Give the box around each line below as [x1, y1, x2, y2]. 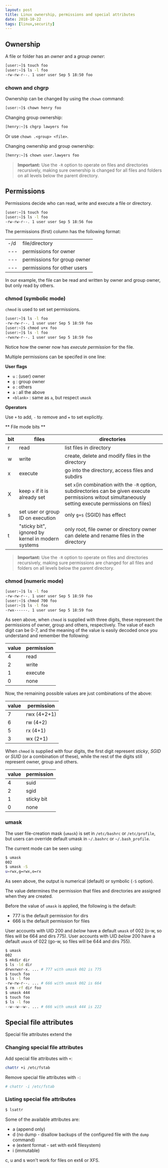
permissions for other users [22, 264, 87, 271]
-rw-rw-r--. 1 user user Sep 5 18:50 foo [5, 72, 93, 77]
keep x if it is [19, 487, 48, 494]
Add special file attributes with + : [5, 1055, 72, 1061]
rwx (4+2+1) [25, 711, 56, 718]
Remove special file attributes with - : [5, 1074, 81, 1080]
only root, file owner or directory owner [64, 525, 156, 533]
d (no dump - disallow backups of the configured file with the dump [12, 1131, 149, 1137]
